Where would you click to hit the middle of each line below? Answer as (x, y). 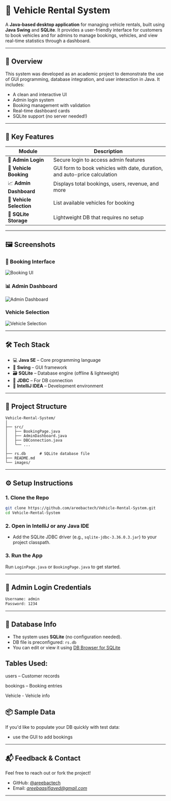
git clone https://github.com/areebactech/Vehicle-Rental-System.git (81, 508)
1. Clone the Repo (27, 497)
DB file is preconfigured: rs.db (45, 642)
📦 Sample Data (30, 712)
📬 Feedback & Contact (43, 758)
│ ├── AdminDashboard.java (36, 436)
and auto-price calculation (85, 174)
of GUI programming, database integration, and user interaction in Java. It (83, 79)
